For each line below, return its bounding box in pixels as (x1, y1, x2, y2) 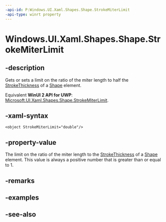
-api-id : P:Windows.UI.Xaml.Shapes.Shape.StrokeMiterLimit (5, 7, 130, 12)
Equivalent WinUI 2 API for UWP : (5, 92, 73, 98)
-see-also (5, 210, 36, 219)
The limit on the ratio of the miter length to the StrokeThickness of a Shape (5, 151, 158, 157)
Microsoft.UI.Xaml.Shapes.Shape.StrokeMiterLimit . (5, 97, 109, 103)
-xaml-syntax (5, 111, 49, 120)
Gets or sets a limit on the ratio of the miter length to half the (5, 77, 129, 83)
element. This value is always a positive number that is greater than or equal (5, 157, 162, 163)
